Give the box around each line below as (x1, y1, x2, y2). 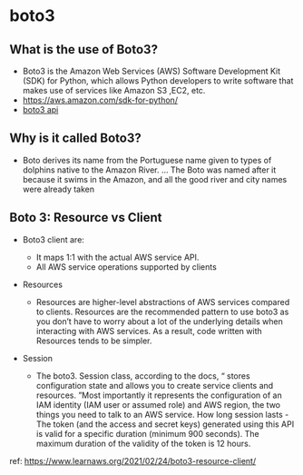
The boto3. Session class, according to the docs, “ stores (35, 370, 251, 381)
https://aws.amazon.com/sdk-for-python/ (22, 94, 179, 105)
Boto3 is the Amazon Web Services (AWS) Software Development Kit (22, 65, 281, 76)
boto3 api (22, 104, 59, 114)
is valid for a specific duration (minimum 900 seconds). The (35, 428, 260, 439)
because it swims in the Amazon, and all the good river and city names (22, 173, 288, 184)
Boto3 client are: (22, 233, 84, 245)
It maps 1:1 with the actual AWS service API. (35, 252, 200, 262)
